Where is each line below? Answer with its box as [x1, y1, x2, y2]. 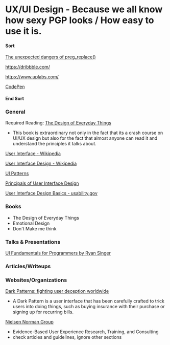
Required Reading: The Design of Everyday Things [5, 120, 111, 126]
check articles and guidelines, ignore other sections [12, 334, 122, 340]
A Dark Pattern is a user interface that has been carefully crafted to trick [12, 298, 165, 304]
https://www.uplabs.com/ [5, 74, 59, 80]
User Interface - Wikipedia [5, 150, 61, 157]
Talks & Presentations [5, 238, 61, 245]
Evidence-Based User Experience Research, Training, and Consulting [12, 329, 159, 335]
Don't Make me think [12, 225, 57, 231]
